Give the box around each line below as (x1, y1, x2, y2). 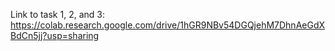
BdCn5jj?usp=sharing (10, 30, 100, 41)
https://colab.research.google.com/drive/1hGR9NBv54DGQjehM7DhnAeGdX (10, 19, 326, 31)
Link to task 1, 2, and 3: (10, 9, 105, 20)
